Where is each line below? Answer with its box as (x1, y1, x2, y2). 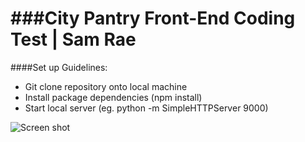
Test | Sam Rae (10, 28, 137, 51)
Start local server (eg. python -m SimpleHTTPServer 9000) (24, 102, 269, 114)
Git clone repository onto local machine (24, 80, 188, 92)
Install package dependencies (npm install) (24, 91, 203, 103)
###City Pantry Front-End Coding (10, 7, 296, 30)
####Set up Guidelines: (10, 61, 108, 73)
